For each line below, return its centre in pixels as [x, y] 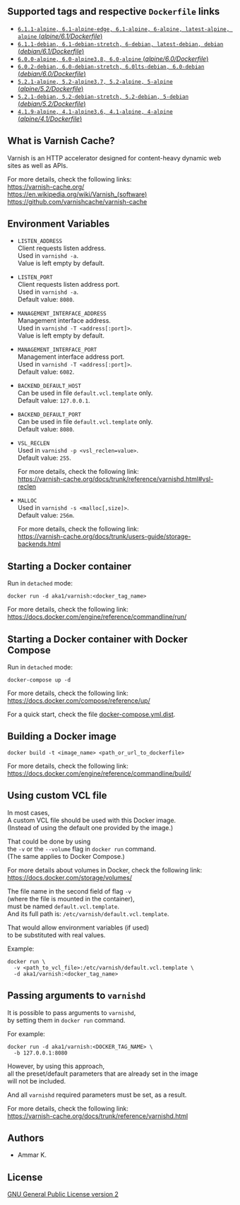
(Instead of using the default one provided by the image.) [90, 827]
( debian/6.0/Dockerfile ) [52, 73]
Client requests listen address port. [68, 285]
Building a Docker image [62, 736]
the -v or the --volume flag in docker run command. [82, 849]
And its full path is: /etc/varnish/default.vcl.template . [88, 913]
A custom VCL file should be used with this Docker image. [92, 820]
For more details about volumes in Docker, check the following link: [105, 870]
